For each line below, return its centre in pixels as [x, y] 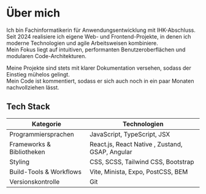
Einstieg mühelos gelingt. [38, 74]
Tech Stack [28, 107]
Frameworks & [30, 144]
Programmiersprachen [42, 134]
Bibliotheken [27, 152]
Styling [19, 162]
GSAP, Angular [111, 152]
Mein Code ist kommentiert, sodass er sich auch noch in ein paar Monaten [100, 81]
